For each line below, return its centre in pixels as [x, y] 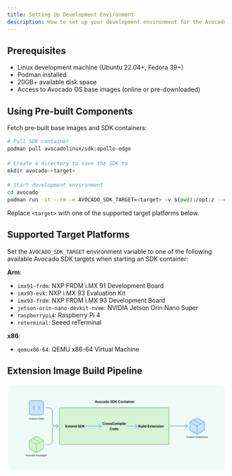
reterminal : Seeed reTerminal [59, 322]
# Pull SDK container [38, 142]
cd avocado [23, 193]
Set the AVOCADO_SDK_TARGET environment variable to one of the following [110, 251]
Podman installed [42, 75]
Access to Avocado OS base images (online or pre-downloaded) [109, 89]
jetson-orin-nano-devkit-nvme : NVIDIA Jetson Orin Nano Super [108, 307]
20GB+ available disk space [57, 82]
